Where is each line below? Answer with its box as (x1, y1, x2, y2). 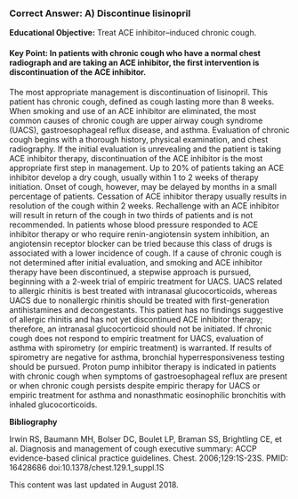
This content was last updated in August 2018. (9, 479, 180, 490)
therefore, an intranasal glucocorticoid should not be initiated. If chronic (9, 323, 272, 334)
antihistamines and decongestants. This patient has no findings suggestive (9, 304, 284, 315)
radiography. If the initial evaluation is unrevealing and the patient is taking (9, 143, 282, 154)
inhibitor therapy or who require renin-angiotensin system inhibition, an (9, 228, 270, 239)
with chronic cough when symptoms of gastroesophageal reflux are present (9, 371, 287, 381)
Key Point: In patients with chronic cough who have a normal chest (9, 47, 261, 58)
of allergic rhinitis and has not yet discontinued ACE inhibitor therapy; (9, 314, 263, 324)
